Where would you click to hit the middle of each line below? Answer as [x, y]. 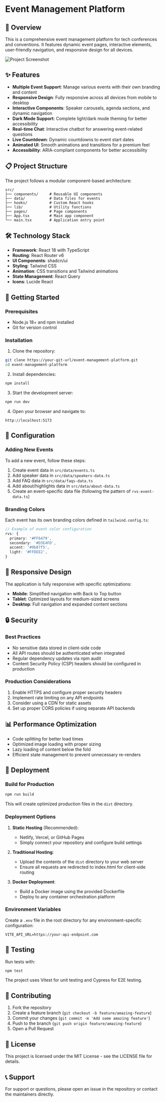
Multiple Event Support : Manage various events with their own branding [86, 87]
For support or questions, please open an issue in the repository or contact [82, 1089]
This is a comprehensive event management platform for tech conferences [81, 39]
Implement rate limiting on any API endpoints [58, 697]
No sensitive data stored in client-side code [57, 648]
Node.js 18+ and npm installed [43, 322]
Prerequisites [21, 312]
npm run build [20, 794]
